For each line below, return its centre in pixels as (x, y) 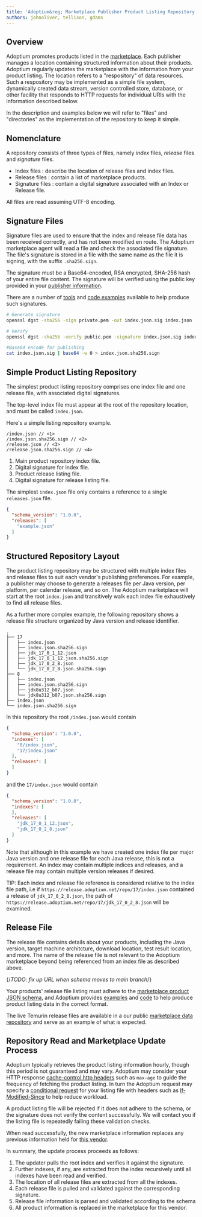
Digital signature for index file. (52, 467)
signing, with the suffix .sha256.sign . (52, 261)
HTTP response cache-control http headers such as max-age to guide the (96, 1078)
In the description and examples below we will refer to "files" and (87, 113)
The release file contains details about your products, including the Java (96, 942)
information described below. (42, 101)
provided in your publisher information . (54, 285)
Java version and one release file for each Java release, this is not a (90, 858)
